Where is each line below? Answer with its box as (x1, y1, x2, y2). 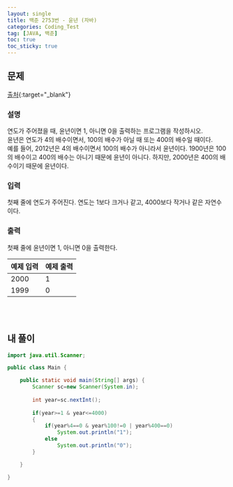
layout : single (7, 10, 52, 17)
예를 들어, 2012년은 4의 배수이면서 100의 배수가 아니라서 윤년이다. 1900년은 (7, 144, 215, 153)
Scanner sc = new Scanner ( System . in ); (32, 383, 139, 390)
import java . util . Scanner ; (7, 351, 86, 359)
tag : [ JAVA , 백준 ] (7, 29, 58, 37)
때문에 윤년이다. (25, 162, 69, 170)
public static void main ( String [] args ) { (20, 377, 145, 384)
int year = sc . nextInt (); (32, 396, 101, 403)
